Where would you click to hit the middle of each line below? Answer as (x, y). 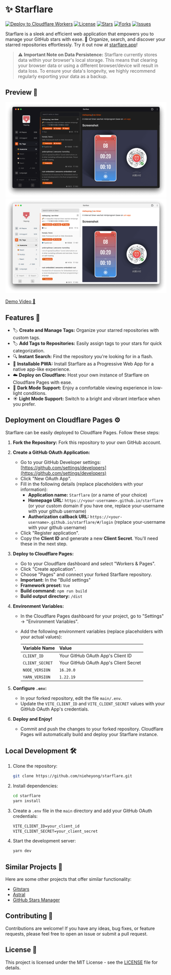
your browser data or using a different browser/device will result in (88, 65)
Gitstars (21, 889)
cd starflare (27, 796)
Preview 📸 (22, 92)
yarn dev (22, 851)
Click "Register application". (50, 533)
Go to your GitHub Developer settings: (61, 462)
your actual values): (41, 637)
